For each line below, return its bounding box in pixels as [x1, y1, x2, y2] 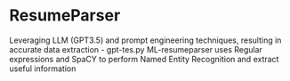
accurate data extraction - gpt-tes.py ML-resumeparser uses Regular [9, 44, 262, 54]
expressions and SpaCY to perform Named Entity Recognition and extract [9, 53, 279, 64]
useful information [9, 63, 77, 74]
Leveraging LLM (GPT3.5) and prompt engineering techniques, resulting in [9, 35, 282, 45]
